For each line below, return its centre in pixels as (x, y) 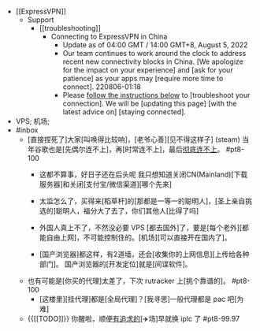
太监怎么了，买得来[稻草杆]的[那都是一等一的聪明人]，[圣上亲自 (142, 201)
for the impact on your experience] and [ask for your (148, 70)
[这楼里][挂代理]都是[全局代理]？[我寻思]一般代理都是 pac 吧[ (138, 299)
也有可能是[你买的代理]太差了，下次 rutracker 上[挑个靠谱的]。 (128, 281)
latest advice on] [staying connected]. (124, 112)
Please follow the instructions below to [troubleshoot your (156, 95)
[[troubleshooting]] (70, 28)
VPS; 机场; (32, 121)
